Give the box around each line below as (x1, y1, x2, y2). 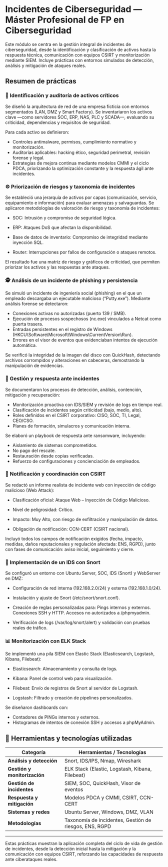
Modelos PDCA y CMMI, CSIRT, (64, 794, 138, 801)
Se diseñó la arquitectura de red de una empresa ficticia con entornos (5, 103, 149, 109)
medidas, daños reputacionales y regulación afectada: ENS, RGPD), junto (5, 541, 156, 547)
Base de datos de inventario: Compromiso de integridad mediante (12, 234, 148, 240)
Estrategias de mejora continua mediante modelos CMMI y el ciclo (12, 160, 149, 166)
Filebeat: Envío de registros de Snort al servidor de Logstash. (12, 685, 139, 691)
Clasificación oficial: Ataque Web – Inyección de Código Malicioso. (12, 496, 150, 503)
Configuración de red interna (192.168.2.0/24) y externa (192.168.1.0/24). (12, 585, 161, 591)
